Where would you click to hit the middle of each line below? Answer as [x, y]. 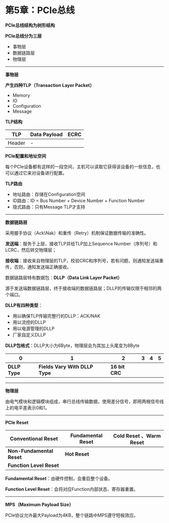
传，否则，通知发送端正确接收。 [38, 267]
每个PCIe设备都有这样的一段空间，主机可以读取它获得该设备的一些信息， [81, 166]
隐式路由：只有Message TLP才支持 [49, 207]
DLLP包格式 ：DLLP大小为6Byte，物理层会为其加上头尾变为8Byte [72, 345]
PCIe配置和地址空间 [26, 156]
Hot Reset [77, 454]
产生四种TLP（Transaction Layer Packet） [50, 85]
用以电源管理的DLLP [33, 328]
